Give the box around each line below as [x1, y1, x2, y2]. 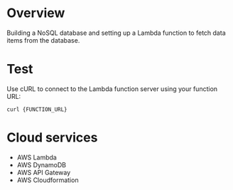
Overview [6, 5, 65, 21]
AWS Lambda [16, 153, 58, 162]
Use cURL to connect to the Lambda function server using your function [6, 84, 218, 93]
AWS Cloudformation [16, 176, 79, 184]
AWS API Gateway [16, 168, 71, 176]
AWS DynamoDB [16, 160, 67, 169]
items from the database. [6, 36, 80, 44]
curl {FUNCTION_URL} [6, 105, 68, 113]
